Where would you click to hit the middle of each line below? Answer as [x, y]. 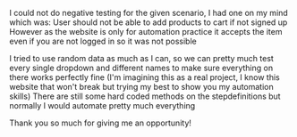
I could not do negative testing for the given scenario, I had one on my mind [148, 13]
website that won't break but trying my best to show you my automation [142, 87]
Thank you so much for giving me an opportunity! [101, 123]
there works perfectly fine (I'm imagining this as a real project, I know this [144, 77]
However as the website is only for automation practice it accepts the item [146, 32]
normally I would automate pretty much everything [102, 105]
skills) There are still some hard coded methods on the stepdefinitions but [145, 96]
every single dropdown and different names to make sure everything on [141, 68]
